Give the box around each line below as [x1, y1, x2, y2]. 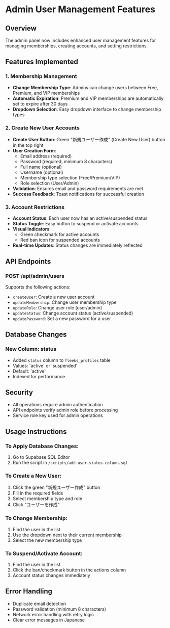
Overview [5, 24, 37, 33]
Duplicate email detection [12, 600, 66, 607]
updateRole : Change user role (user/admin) [12, 304, 103, 310]
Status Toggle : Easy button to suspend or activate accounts [12, 221, 139, 227]
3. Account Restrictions [5, 203, 65, 211]
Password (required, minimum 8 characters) [20, 158, 113, 164]
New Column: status [5, 346, 57, 353]
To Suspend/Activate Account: [5, 549, 83, 557]
